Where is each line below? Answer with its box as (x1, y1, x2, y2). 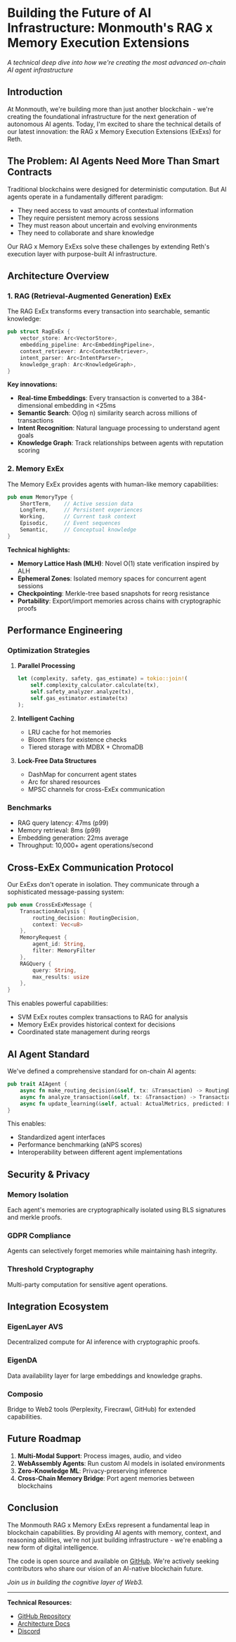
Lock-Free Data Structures (17, 756, 97, 765)
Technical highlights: (7, 545, 70, 554)
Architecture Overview (7, 270, 110, 282)
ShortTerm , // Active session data (20, 500, 133, 507)
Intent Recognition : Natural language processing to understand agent (17, 424, 220, 433)
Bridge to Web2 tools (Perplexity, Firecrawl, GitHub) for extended (7, 1405, 196, 1413)
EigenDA (7, 1355, 37, 1365)
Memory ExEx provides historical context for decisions (17, 1020, 176, 1029)
